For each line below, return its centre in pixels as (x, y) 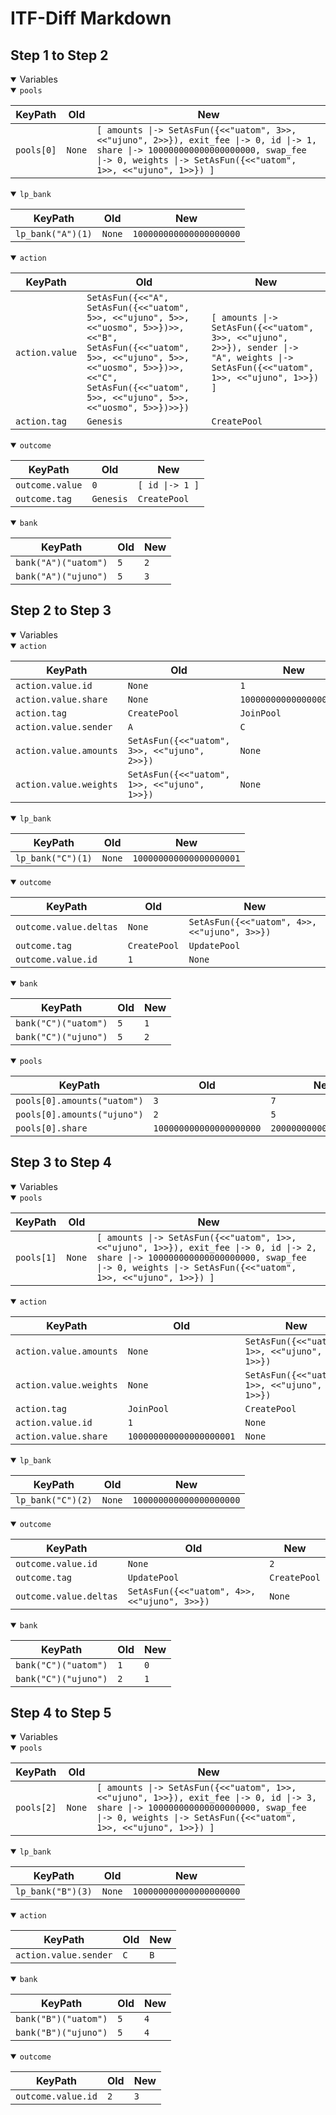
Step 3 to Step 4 (61, 1162)
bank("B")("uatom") (61, 2019)
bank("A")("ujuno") (61, 576)
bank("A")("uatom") (61, 562)
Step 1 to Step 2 (59, 55)
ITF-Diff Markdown (91, 18)
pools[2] (36, 1808)
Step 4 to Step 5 (61, 1713)
